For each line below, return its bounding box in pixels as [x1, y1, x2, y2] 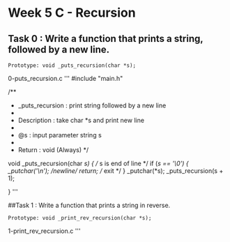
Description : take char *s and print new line [17, 116, 145, 124]
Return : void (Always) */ [17, 146, 89, 154]
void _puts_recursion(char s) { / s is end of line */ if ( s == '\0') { [8, 159, 189, 167]
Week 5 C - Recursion [8, 5, 136, 21]
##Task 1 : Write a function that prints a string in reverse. [8, 201, 171, 209]
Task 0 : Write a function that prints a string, [8, 33, 204, 45]
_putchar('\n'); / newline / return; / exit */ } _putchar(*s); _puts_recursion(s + [8, 167, 224, 175]
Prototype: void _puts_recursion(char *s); [8, 62, 137, 69]
